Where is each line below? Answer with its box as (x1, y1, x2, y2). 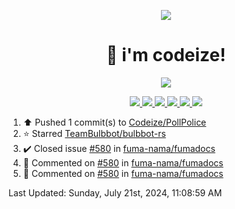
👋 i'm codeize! (106, 44, 226, 67)
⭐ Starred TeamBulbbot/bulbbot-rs (22, 127, 166, 139)
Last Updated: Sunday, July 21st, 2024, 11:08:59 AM (8, 186, 223, 199)
